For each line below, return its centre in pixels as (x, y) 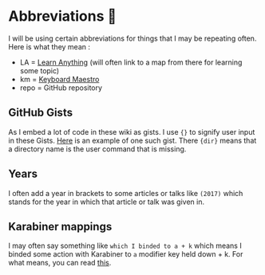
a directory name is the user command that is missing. (97, 149)
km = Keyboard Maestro (59, 79)
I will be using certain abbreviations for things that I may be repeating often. (132, 38)
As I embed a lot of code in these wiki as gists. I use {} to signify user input (132, 132)
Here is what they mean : (49, 46)
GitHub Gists (41, 113)
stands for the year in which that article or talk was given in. (107, 202)
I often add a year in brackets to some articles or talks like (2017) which (126, 193)
